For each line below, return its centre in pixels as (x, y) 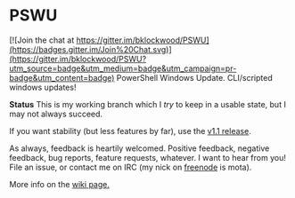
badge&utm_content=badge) (62, 77)
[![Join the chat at (42, 40)
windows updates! (43, 87)
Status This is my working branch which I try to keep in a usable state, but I (148, 104)
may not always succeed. (56, 114)
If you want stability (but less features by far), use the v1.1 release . (130, 131)
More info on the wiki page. (59, 184)
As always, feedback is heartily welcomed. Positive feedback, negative (139, 148)
